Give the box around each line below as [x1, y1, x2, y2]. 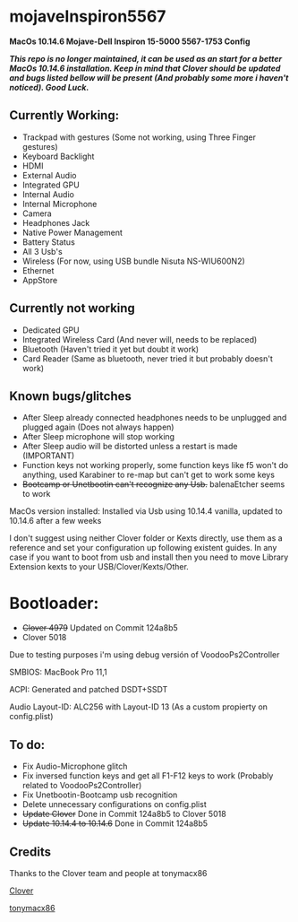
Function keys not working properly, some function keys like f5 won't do [21, 460, 289, 471]
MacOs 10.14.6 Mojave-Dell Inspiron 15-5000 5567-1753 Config [9, 36, 251, 47]
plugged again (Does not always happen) [21, 422, 175, 432]
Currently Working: [9, 108, 119, 123]
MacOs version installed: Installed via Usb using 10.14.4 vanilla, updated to [9, 506, 284, 517]
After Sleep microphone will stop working [21, 431, 175, 442]
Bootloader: [9, 593, 99, 613]
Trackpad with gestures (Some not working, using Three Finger [21, 132, 257, 143]
